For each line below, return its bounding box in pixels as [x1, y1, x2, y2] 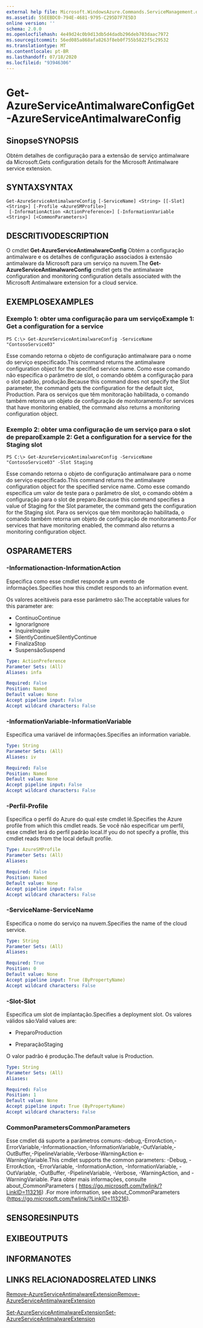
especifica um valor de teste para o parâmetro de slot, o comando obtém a [6, 490, 193, 497]
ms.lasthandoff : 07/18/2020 [6, 54, 77, 60]
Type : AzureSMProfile [6, 847, 61, 853]
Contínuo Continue [14, 614, 61, 621]
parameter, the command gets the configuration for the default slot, [6, 384, 174, 391]
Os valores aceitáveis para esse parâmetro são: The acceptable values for [6, 596, 190, 603]
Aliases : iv [6, 753, 36, 760]
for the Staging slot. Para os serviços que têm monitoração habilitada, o [6, 509, 185, 516]
